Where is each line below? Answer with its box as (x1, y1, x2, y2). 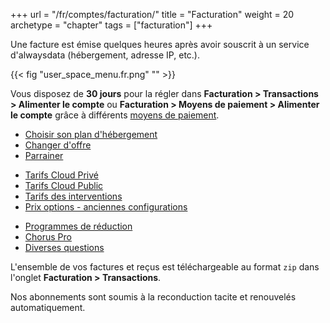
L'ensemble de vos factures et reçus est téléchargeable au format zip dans (10, 261, 320, 273)
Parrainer (24, 150, 64, 161)
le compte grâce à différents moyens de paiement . (10, 109, 220, 121)
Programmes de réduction (24, 220, 133, 232)
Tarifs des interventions (24, 190, 123, 202)
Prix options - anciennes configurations (24, 201, 188, 213)
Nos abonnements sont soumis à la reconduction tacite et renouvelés (10, 291, 297, 303)
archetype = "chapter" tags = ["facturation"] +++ (10, 19, 213, 31)
